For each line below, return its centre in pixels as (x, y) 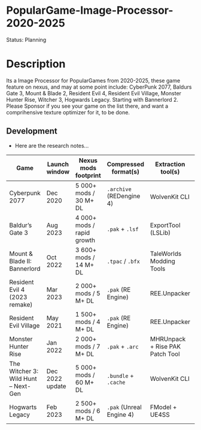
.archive (119, 189)
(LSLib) (160, 232)
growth (85, 240)
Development (32, 131)
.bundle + (121, 376)
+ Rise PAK (165, 346)
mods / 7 (88, 346)
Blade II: (20, 261)
